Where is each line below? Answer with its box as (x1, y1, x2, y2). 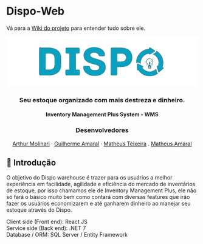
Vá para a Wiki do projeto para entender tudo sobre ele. (6, 24, 146, 32)
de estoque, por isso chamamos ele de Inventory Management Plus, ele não (6, 187, 197, 194)
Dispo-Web (6, 4, 65, 18)
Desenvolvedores (75, 126, 129, 134)
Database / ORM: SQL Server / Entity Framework (6, 231, 128, 238)
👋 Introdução (6, 158, 57, 168)
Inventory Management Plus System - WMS (45, 111, 159, 118)
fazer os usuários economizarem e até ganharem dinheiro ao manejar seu (6, 200, 191, 207)
